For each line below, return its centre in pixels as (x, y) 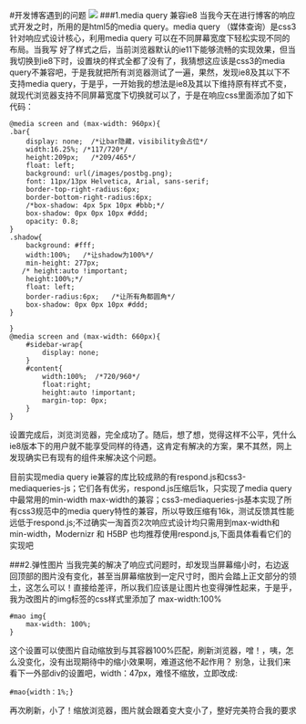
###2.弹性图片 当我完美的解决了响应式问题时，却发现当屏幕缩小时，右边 (146, 565)
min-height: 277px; (63, 263)
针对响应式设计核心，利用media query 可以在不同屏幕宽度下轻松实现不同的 (150, 38)
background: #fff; (61, 246)
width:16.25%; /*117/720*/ (77, 150)
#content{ (45, 369)
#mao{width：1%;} (42, 692)
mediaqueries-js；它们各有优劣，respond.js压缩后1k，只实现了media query (151, 488)
